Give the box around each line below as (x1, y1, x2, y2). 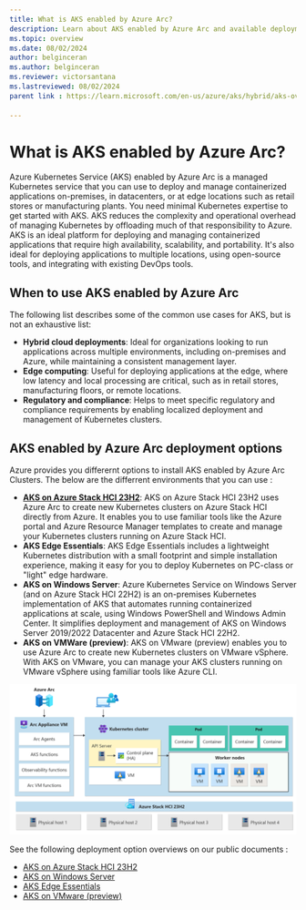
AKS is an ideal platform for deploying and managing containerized (9, 230, 260, 240)
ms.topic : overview (9, 34, 84, 43)
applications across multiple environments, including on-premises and (22, 346, 287, 357)
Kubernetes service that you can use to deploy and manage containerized (9, 181, 287, 192)
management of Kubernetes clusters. (22, 414, 162, 425)
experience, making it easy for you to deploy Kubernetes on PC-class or (22, 560, 294, 571)
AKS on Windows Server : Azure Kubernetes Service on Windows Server (22, 579, 298, 590)
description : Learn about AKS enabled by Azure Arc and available (9, 24, 267, 34)
